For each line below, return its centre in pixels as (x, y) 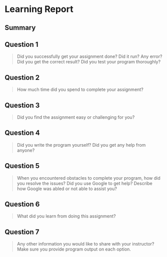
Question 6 (22, 204)
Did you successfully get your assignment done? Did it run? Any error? (89, 56)
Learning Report (39, 9)
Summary (20, 28)
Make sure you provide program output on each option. (74, 249)
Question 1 (21, 44)
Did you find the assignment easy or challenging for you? (76, 117)
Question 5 (22, 166)
